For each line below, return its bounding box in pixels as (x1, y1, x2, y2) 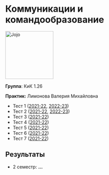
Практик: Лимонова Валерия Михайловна (5, 93, 98, 99)
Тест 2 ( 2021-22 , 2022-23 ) (12, 108, 70, 114)
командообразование (5, 14, 104, 26)
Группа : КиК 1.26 (5, 83, 42, 89)
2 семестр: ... (12, 164, 43, 170)
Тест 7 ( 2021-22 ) (12, 135, 49, 141)
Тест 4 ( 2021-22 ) (12, 119, 50, 125)
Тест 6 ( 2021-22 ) (12, 130, 49, 136)
